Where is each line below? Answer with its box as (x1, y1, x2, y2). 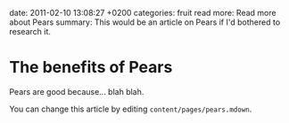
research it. (9, 27, 52, 36)
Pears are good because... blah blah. (9, 86, 144, 96)
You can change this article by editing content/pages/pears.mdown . (9, 104, 252, 114)
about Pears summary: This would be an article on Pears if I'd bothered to (9, 17, 281, 27)
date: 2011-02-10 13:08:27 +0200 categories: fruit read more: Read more (9, 8, 277, 18)
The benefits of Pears (9, 58, 173, 78)
